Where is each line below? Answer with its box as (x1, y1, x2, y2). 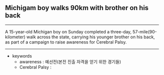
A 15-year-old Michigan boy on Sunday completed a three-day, (5, 29, 132, 34)
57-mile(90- (132, 29, 157, 34)
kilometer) (5, 34, 26, 40)
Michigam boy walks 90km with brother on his (5, 4, 149, 12)
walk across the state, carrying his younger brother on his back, (26, 34, 155, 40)
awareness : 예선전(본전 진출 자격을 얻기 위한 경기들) (19, 59, 121, 64)
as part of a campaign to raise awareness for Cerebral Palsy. (5, 39, 127, 45)
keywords (12, 53, 32, 59)
